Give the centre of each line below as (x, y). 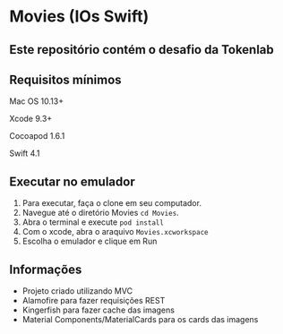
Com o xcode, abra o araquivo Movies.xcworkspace (115, 232)
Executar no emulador (73, 181)
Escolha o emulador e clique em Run (90, 241)
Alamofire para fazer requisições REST (94, 301)
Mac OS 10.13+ (37, 101)
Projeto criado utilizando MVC (77, 291)
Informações (46, 269)
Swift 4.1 (25, 153)
